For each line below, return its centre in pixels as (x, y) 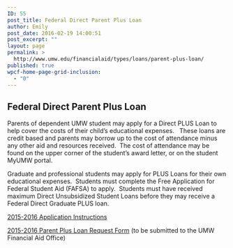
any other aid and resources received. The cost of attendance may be (108, 146)
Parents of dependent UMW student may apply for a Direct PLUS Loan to (112, 123)
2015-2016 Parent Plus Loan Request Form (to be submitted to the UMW (111, 231)
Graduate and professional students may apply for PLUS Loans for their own (117, 174)
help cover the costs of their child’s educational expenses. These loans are (116, 131)
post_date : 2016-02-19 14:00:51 (54, 33)
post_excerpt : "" (32, 40)
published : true (31, 65)
